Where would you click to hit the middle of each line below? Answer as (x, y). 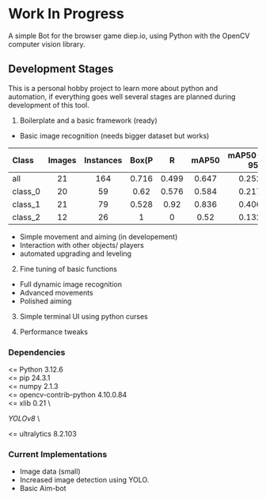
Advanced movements (56, 292)
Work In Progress (66, 14)
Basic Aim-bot (43, 489)
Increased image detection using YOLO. (84, 480)
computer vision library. (47, 44)
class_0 (27, 191)
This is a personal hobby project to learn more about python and (113, 88)
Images (62, 160)
